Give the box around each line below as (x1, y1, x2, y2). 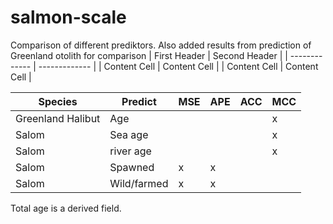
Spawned (109, 160, 155, 174)
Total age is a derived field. (10, 202, 122, 214)
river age (109, 144, 152, 158)
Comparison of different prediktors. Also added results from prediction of (10, 39, 312, 51)
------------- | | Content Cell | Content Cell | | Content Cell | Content (38, 60, 319, 72)
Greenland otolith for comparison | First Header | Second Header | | (10, 49, 288, 61)
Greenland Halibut (15, 111, 101, 125)
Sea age (109, 127, 149, 141)
